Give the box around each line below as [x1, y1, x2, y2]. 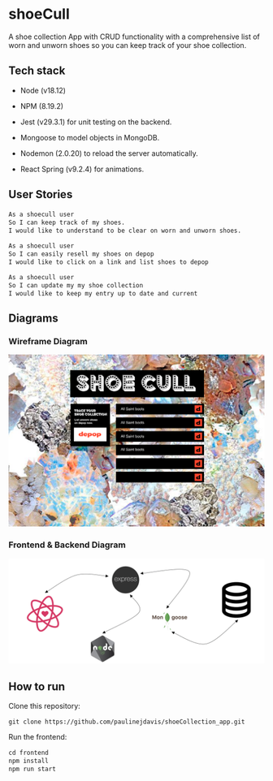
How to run [8, 680, 66, 693]
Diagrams [8, 311, 58, 325]
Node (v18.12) [19, 85, 67, 95]
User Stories [8, 188, 73, 201]
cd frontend [8, 749, 49, 757]
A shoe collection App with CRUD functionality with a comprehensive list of [8, 32, 260, 41]
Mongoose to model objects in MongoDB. [19, 132, 160, 142]
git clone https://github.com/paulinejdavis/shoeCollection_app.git [8, 718, 245, 727]
